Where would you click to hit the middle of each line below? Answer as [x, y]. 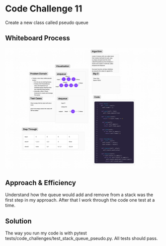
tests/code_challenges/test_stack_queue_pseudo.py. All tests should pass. [82, 239]
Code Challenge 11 [44, 9]
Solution [18, 221]
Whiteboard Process [38, 38]
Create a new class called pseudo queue [47, 22]
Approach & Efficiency [41, 183]
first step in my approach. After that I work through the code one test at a [80, 200]
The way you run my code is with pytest [46, 233]
